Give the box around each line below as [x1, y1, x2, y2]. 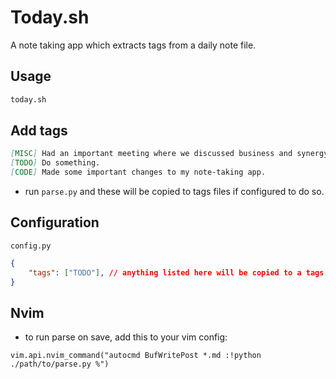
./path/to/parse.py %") [10, 359, 110, 370]
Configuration [10, 214, 100, 231]
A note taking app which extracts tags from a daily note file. [10, 39, 257, 51]
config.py [10, 241, 52, 251]
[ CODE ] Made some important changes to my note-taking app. [10, 167, 267, 178]
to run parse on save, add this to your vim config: [24, 331, 228, 343]
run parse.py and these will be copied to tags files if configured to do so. [24, 186, 325, 198]
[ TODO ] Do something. [10, 158, 101, 168]
